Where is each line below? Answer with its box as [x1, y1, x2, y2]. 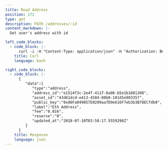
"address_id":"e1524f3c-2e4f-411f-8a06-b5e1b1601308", [31, 90, 149, 95]
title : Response [14, 132, 48, 137]
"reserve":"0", [31, 113, 64, 119]
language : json [14, 137, 46, 142]
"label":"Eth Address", [31, 104, 81, 109]
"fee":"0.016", [31, 109, 64, 114]
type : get [5, 16, 26, 21]
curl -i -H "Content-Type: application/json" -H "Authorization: [18, 48, 157, 54]
